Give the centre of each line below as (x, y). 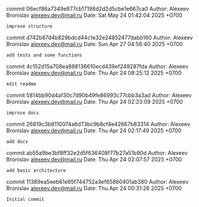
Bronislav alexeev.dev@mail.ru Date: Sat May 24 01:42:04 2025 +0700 (94, 15)
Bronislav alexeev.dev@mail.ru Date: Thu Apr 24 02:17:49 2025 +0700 (94, 131)
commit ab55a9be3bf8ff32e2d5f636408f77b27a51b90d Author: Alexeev (97, 153)
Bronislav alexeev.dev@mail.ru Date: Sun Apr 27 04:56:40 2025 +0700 (95, 44)
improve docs (23, 113)
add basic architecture (36, 171)
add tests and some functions (44, 55)
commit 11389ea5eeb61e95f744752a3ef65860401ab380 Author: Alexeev (97, 182)
